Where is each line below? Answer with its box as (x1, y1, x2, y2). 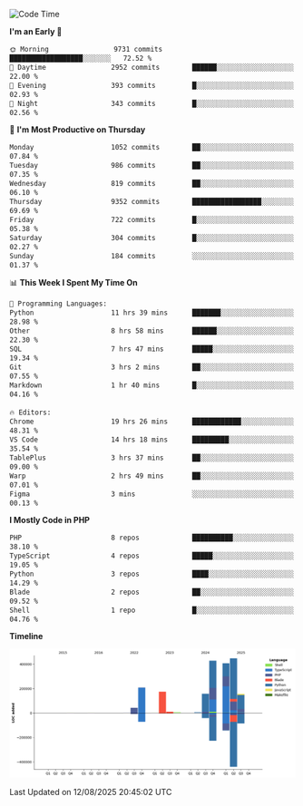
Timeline (9, 631, 44, 641)
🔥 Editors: (9, 408, 52, 417)
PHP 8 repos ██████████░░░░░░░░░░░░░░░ (9, 533, 295, 542)
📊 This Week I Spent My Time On (9, 277, 138, 287)
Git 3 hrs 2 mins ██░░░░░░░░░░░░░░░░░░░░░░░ (9, 363, 295, 372)
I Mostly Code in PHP (9, 515, 91, 525)
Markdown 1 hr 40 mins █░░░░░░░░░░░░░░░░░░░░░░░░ (9, 381, 295, 390)
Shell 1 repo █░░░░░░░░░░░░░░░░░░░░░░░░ (9, 606, 295, 615)
